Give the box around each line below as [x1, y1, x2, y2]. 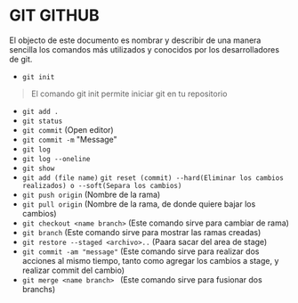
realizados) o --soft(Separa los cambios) [21, 181, 182, 190]
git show [21, 164, 55, 173]
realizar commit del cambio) [21, 265, 125, 275]
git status [21, 117, 63, 126]
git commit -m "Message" [21, 134, 117, 144]
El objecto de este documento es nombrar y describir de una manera [9, 35, 262, 45]
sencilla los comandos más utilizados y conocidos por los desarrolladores [9, 44, 280, 54]
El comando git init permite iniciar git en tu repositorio [30, 88, 228, 99]
